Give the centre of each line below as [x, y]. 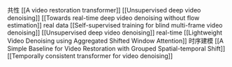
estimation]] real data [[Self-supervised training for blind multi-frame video [115, 25]
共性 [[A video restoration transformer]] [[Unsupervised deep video [104, 10]
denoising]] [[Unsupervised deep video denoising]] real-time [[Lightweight [115, 32]
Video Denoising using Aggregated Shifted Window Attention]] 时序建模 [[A [115, 41]
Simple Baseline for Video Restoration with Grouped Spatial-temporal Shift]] [116, 48]
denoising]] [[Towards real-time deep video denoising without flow [103, 18]
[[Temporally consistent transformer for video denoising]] [90, 56]
